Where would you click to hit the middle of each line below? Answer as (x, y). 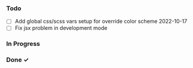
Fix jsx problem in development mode (61, 28)
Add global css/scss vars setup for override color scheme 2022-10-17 (101, 21)
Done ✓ (18, 60)
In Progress (23, 44)
